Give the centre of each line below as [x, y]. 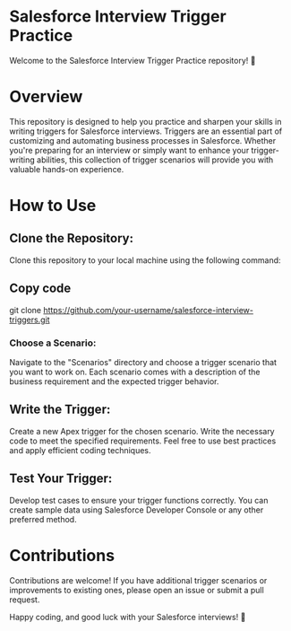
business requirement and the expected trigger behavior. [114, 381]
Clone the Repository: [72, 238]
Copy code [40, 289]
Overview [46, 97]
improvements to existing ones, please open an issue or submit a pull [137, 590]
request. [25, 600]
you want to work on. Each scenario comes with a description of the [135, 372]
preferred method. [43, 519]
